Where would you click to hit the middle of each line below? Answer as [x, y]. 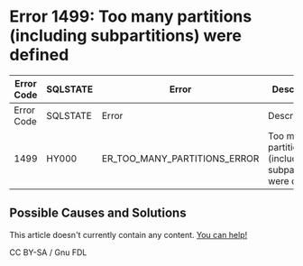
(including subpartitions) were [125, 36]
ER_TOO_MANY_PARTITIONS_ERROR [181, 158]
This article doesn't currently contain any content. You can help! [129, 234]
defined [39, 55]
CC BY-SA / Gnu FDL [48, 252]
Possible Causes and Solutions [98, 213]
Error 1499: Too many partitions [131, 17]
